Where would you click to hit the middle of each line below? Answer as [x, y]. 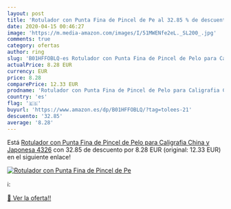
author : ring [26, 52]
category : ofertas [33, 46]
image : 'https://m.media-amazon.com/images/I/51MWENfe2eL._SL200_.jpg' [112, 33]
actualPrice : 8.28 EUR [40, 65]
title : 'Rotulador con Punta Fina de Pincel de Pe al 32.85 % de [102, 20]
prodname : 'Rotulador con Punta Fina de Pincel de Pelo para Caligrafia [113, 90]
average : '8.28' [30, 122]
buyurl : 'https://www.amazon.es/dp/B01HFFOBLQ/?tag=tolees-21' [100, 110]
